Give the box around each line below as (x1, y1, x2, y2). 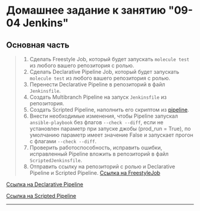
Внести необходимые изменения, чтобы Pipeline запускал (29, 112, 179, 119)
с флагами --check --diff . (29, 138, 97, 144)
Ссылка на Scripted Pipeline (6, 193, 76, 199)
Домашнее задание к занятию (6, 4, 167, 17)
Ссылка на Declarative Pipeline (6, 181, 83, 188)
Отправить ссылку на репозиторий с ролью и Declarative (29, 163, 176, 170)
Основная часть (6, 40, 70, 50)
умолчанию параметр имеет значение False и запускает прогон (29, 131, 193, 138)
